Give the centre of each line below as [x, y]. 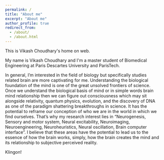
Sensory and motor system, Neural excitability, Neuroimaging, [68, 122]
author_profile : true [27, 23]
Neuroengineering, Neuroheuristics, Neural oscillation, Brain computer [76, 127]
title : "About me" [24, 14]
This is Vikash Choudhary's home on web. [48, 51]
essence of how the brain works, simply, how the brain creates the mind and [82, 137]
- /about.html [24, 37]
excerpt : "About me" [26, 19]
